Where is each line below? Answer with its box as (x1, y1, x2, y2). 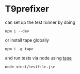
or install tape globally (5, 37, 49, 43)
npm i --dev (5, 29, 29, 33)
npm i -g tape (5, 46, 34, 51)
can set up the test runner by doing (5, 19, 76, 25)
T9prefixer (5, 3, 49, 15)
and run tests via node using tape (5, 55, 72, 61)
